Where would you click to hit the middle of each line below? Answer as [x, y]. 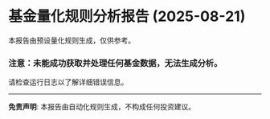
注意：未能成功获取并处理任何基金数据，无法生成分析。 [115, 63]
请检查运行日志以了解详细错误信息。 [68, 82]
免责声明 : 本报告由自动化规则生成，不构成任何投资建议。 [102, 107]
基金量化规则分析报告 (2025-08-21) [127, 16]
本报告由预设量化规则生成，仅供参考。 [72, 40]
